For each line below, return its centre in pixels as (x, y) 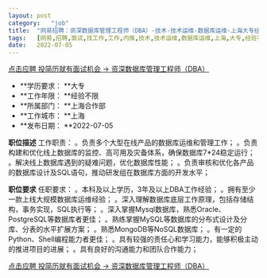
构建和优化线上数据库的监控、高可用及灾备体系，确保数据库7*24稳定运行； (132, 153)
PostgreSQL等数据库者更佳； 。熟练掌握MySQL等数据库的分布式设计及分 (128, 219)
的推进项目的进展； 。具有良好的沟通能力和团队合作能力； (103, 249)
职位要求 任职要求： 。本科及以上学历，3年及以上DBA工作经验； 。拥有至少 (132, 190)
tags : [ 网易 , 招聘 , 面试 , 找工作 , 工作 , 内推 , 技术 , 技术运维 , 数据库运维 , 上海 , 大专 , (127, 38)
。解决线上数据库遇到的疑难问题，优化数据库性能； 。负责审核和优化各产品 (131, 162)
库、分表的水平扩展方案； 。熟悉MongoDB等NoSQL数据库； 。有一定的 (125, 229)
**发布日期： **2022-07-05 (66, 126)
